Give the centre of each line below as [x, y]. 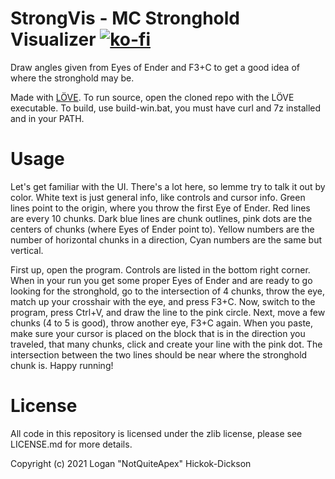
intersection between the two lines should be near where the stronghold [159, 354]
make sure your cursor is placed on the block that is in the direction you [158, 333]
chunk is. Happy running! [62, 365]
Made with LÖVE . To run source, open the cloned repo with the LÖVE [152, 97]
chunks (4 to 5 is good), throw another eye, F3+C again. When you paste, [162, 323]
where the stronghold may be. [72, 78]
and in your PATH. [47, 118]
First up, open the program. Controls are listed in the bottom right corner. [160, 269]
